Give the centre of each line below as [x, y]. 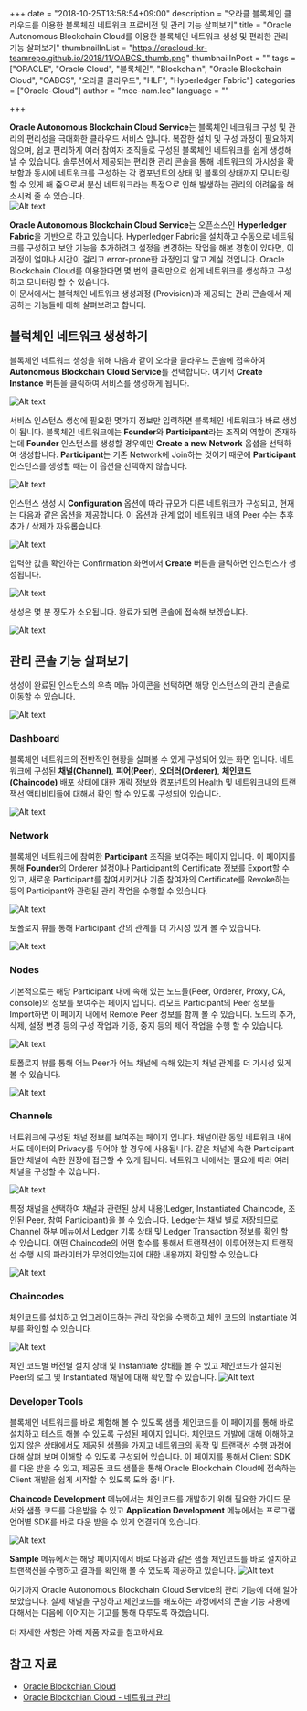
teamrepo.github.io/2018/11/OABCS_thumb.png [98, 58]
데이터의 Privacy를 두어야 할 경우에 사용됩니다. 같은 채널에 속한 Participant [160, 1148]
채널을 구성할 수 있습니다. [55, 1171]
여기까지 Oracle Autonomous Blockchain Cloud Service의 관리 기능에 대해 [145, 1590]
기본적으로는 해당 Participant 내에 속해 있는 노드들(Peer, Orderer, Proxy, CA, [148, 991]
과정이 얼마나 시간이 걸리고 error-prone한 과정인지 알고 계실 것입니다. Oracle [147, 259]
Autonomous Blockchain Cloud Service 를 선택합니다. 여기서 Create [136, 371]
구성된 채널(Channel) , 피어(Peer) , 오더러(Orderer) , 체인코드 [143, 770]
